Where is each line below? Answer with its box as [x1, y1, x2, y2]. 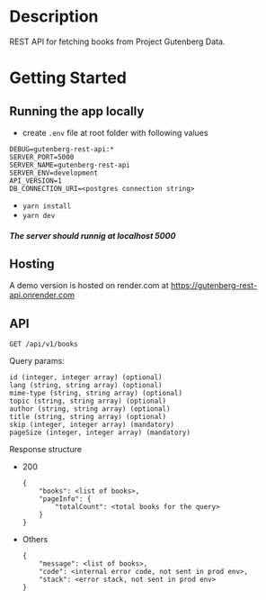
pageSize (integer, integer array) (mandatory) [9, 428, 191, 438]
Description [9, 6, 99, 27]
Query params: [9, 356, 65, 367]
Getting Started [9, 68, 128, 88]
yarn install [22, 201, 72, 211]
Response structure [9, 444, 83, 455]
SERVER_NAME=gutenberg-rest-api [9, 160, 130, 169]
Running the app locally [9, 104, 145, 119]
